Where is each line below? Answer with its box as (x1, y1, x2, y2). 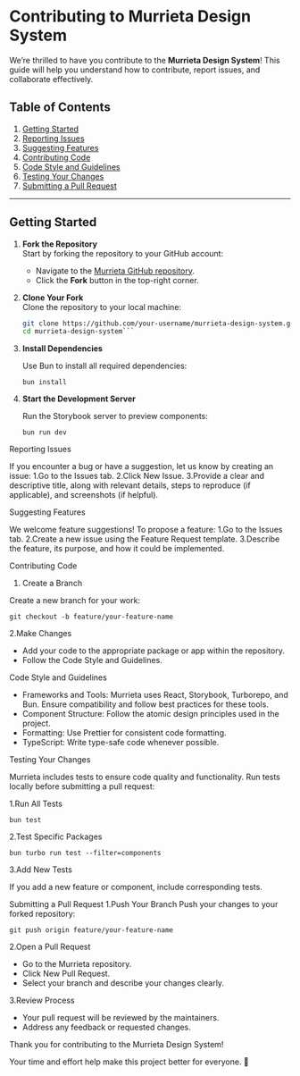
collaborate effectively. (9, 73, 94, 84)
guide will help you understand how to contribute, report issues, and (9, 64, 261, 75)
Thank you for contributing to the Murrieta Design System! (9, 1039, 224, 1050)
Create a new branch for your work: (9, 595, 141, 606)
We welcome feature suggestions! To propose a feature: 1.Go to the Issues (9, 525, 283, 535)
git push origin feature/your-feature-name (9, 926, 174, 935)
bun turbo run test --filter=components (9, 849, 162, 858)
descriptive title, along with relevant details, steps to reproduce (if (9, 480, 252, 491)
